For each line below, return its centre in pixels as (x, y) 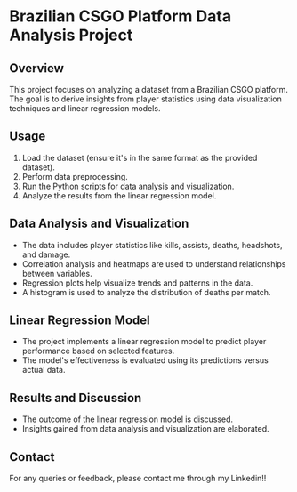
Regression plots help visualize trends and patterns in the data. (137, 283)
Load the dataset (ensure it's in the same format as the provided (140, 157)
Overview (37, 68)
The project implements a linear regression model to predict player (144, 342)
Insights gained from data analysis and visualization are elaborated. (145, 429)
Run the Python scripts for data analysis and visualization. (128, 186)
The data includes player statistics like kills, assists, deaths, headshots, (152, 245)
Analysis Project (71, 35)
